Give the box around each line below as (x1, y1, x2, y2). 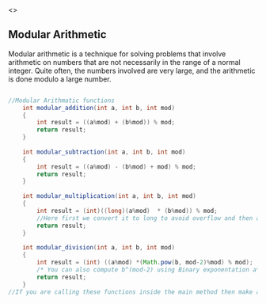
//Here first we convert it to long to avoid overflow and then (36, 214, 253, 222)
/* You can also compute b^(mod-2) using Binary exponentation (36, 265, 249, 274)
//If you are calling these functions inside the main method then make (8, 287, 253, 296)
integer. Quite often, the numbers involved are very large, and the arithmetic (8, 66, 256, 75)
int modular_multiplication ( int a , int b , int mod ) (22, 192, 196, 200)
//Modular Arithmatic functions (8, 97, 115, 104)
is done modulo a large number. (8, 74, 112, 84)
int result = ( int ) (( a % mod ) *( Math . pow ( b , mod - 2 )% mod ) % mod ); (36, 259, 253, 267)
